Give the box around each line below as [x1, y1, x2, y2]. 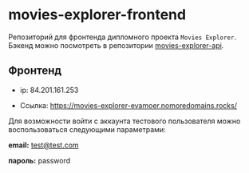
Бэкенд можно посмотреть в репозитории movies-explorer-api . [8, 40, 224, 50]
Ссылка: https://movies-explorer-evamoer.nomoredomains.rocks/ [19, 100, 238, 110]
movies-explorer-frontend [8, 6, 186, 24]
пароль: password [8, 155, 71, 165]
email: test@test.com [8, 140, 79, 150]
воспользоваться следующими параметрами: [8, 124, 166, 134]
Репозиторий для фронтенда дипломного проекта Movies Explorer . [8, 32, 237, 42]
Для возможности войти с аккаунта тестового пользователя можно [8, 116, 241, 126]
